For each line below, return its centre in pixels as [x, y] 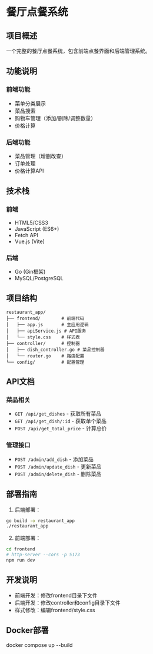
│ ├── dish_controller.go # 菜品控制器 [55, 350]
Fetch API [26, 235]
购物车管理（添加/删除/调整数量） [55, 118]
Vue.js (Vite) [30, 241]
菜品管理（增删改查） [40, 156]
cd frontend [21, 549]
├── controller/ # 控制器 [43, 343]
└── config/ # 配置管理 [45, 362]
